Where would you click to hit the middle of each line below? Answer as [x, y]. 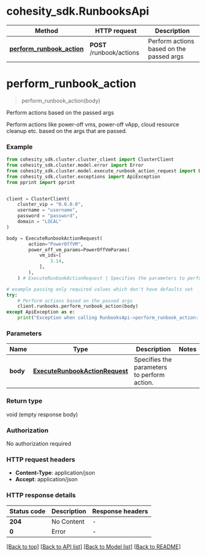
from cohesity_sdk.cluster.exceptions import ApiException [83, 177]
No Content [68, 521]
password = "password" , [48, 216]
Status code [28, 511]
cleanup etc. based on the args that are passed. [67, 131]
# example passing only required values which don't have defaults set [100, 289]
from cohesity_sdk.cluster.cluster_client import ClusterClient [90, 160]
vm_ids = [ [50, 256]
